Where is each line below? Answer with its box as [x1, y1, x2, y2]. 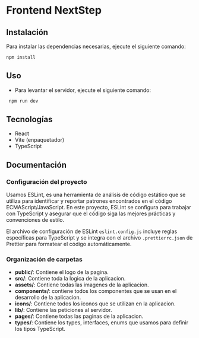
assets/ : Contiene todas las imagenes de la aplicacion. [14, 281, 149, 288]
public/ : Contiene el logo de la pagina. [14, 269, 109, 276]
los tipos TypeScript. [14, 326, 65, 333]
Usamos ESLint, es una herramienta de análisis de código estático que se [6, 191, 186, 199]
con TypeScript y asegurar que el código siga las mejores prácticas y [6, 210, 176, 217]
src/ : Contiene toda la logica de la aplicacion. [14, 275, 126, 282]
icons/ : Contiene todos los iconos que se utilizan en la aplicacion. [14, 300, 176, 307]
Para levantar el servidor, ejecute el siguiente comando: [14, 87, 151, 94]
